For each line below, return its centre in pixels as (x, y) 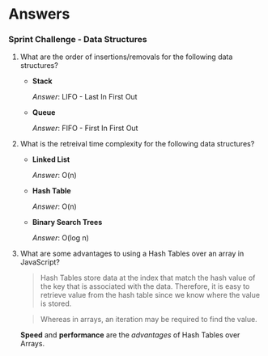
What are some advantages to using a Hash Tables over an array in (132, 254)
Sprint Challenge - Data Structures (78, 40)
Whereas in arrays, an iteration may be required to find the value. (149, 320)
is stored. (56, 303)
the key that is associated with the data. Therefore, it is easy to (145, 286)
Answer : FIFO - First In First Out (85, 128)
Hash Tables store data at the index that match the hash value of (148, 278)
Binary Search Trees (67, 222)
